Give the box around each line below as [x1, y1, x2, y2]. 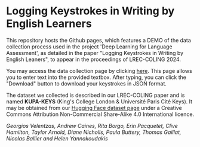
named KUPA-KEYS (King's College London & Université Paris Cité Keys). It [6, 97, 193, 105]
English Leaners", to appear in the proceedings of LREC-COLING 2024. [6, 56, 181, 63]
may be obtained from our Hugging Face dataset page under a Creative [6, 104, 182, 111]
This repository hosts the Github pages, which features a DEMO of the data [6, 36, 191, 44]
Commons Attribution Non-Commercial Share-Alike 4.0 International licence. [6, 111, 195, 118]
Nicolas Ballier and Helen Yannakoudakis [6, 134, 109, 142]
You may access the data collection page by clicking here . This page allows [6, 67, 192, 74]
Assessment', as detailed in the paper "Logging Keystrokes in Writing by [6, 49, 184, 56]
